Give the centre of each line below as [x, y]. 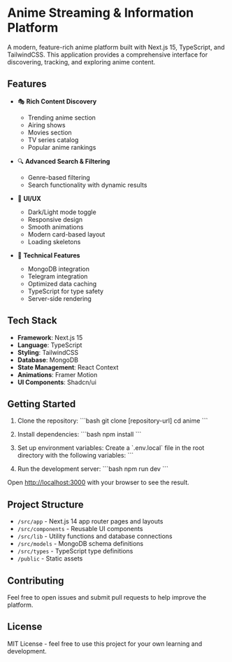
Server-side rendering [60, 298]
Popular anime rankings [62, 147]
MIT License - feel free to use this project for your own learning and [105, 643]
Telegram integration [58, 276]
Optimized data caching [62, 283]
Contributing [36, 580]
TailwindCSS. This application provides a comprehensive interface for [108, 55]
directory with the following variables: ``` [75, 456]
